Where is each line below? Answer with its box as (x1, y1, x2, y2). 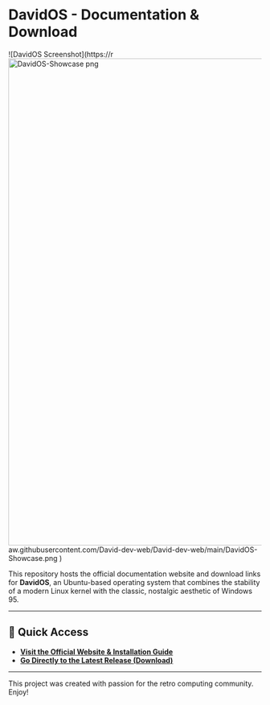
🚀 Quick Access (8, 625, 89, 639)
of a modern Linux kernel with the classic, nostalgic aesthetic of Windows (8, 586, 253, 596)
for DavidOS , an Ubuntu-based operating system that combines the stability (8, 577, 260, 587)
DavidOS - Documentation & (8, 6, 199, 24)
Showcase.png (8, 553, 58, 563)
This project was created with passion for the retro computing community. (8, 678, 254, 688)
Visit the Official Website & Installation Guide (19, 646, 174, 657)
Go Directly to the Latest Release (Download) (19, 655, 174, 665)
